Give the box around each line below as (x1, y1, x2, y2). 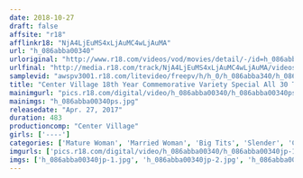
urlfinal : (9, 64, 47, 73)
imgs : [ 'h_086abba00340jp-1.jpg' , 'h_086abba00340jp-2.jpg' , (9, 155, 244, 165)
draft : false (9, 22, 59, 31)
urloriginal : (9, 55, 59, 64)
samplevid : (9, 72, 50, 81)
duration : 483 (9, 113, 63, 122)
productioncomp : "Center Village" (9, 122, 140, 131)
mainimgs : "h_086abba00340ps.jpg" (9, 96, 140, 106)
